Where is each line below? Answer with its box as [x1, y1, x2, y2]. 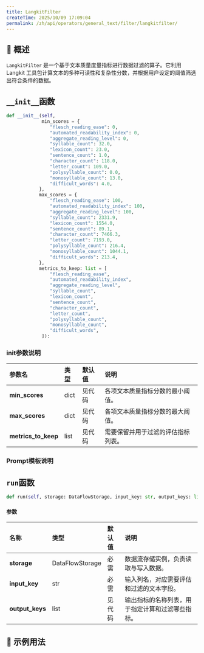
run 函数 [6, 477, 35, 488]
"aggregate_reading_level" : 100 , [49, 209, 135, 215]
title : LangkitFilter [6, 9, 61, 15]
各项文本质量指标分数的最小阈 [104, 387, 190, 395]
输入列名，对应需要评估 [124, 575, 192, 584]
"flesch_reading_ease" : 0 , [49, 124, 118, 130]
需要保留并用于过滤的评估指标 [104, 428, 190, 437]
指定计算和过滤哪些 [130, 605, 186, 613]
